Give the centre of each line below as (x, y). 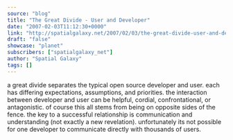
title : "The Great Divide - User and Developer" (79, 20)
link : (15, 33)
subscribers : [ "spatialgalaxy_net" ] (60, 53)
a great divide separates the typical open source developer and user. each (113, 85)
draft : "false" (29, 40)
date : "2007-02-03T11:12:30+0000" (57, 26)
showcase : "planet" (35, 46)
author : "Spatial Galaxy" (44, 59)
